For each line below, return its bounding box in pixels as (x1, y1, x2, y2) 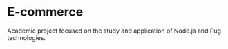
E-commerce (7, 4, 84, 20)
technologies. (7, 33, 46, 42)
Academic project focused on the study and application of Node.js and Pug (7, 27, 222, 35)
